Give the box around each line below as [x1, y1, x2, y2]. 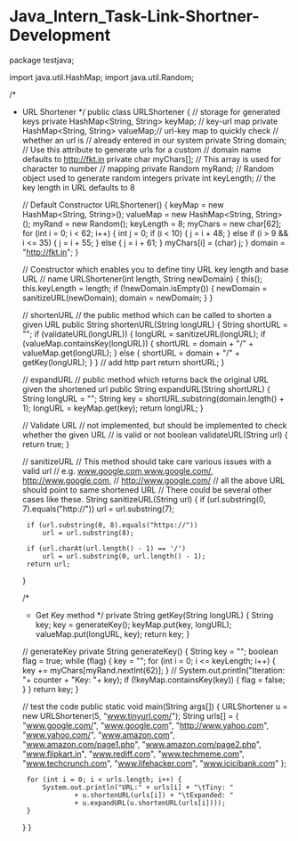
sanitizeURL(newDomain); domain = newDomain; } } [21, 292, 213, 303]
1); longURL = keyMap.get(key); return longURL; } [21, 403, 204, 413]
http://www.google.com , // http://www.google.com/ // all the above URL [21, 475, 286, 486]
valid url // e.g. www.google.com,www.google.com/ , [21, 465, 213, 476]
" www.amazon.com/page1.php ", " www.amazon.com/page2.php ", [21, 739, 262, 749]
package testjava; [9, 54, 75, 65]
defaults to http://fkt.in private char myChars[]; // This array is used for [21, 153, 282, 164]
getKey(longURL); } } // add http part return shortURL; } [21, 356, 225, 367]
